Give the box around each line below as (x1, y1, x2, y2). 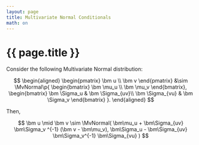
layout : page (6, 8, 39, 15)
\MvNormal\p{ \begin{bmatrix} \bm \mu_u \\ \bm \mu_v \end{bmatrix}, (14, 83, 187, 90)
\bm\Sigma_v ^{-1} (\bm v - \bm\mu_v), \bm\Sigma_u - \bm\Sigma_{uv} (14, 126, 188, 133)
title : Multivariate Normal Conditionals (6, 14, 111, 20)
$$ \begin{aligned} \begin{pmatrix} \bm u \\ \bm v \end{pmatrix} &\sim (13, 77, 188, 84)
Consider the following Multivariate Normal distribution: (6, 65, 143, 72)
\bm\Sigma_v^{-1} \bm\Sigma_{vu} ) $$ (53, 132, 149, 140)
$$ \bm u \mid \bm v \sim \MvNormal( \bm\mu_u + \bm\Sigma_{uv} (17, 119, 184, 126)
